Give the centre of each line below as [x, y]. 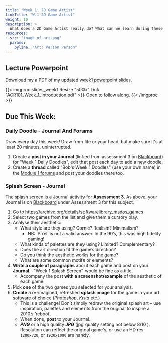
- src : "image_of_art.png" [33, 38]
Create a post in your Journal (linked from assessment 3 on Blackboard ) [88, 157]
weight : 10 [17, 19]
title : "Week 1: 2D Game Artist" [40, 10]
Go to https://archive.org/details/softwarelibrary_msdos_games [78, 212]
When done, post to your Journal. [55, 319]
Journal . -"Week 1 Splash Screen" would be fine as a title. [73, 271]
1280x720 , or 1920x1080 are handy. [55, 335]
